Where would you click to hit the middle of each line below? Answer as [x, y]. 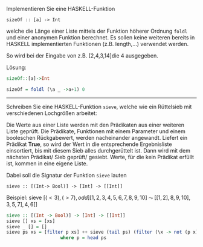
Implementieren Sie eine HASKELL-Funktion [61, 9]
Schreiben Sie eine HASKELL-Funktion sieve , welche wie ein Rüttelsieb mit [99, 107]
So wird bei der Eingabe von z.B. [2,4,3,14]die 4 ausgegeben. [82, 56]
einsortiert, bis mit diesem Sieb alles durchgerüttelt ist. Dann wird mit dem [98, 150]
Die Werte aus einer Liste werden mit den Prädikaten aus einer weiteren [95, 125]
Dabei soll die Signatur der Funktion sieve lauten [66, 175]
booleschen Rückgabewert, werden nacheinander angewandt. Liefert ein [97, 137]
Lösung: [16, 67]
